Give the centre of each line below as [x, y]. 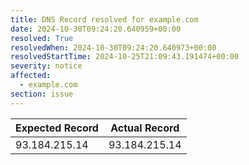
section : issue [42, 94]
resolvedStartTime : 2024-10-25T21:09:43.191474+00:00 [125, 57]
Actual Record [145, 128]
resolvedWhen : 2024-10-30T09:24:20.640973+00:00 [113, 47]
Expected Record [57, 128]
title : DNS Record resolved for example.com [104, 19]
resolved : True [42, 38]
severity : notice [46, 66]
